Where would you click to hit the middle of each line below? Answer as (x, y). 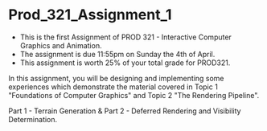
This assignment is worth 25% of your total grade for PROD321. (125, 63)
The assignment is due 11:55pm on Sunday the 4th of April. (117, 54)
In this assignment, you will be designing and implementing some (116, 78)
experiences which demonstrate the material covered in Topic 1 (113, 87)
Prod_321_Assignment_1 (90, 15)
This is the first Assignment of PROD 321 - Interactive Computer (125, 37)
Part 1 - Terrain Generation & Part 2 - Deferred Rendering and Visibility (125, 111)
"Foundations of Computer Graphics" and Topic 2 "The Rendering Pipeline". (134, 95)
